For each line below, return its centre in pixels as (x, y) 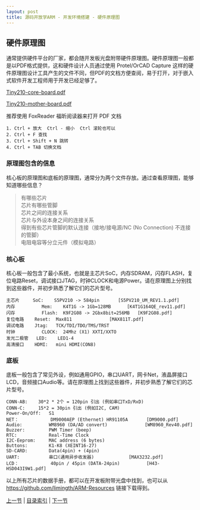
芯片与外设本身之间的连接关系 (57, 220)
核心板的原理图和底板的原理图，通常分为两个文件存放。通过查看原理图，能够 (100, 177)
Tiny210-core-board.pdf (36, 92)
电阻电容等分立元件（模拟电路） (60, 242)
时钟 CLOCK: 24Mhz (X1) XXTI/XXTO (61, 332)
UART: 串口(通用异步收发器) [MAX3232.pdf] (85, 457)
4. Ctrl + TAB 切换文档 (34, 147)
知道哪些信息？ (24, 185)
